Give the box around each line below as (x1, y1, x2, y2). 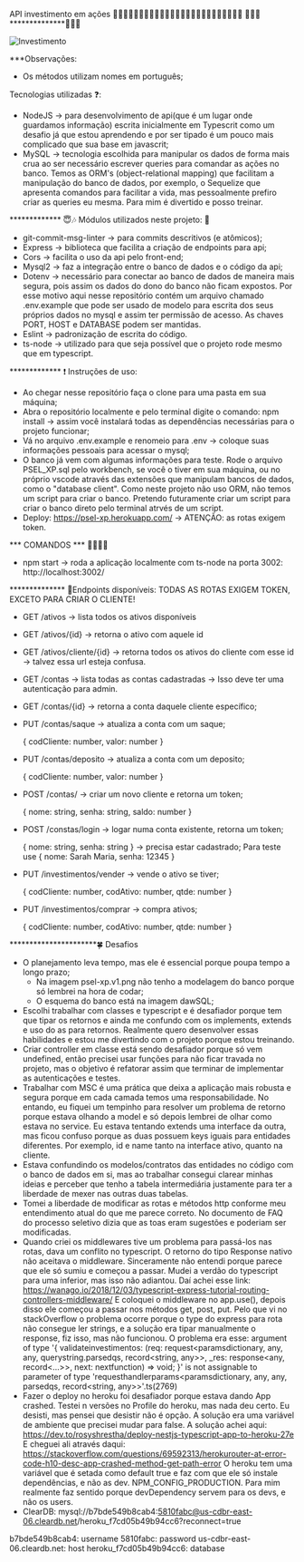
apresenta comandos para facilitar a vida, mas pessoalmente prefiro (22, 187, 278, 198)
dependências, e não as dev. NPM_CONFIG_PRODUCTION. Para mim (22, 1478, 280, 1488)
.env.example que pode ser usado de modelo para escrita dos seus (22, 300, 274, 310)
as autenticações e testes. (22, 1072, 120, 1083)
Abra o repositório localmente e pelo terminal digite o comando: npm (22, 406, 280, 417)
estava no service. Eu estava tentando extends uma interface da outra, (22, 1121, 287, 1131)
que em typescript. (22, 348, 93, 358)
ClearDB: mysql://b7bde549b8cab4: (22, 1506, 158, 1517)
